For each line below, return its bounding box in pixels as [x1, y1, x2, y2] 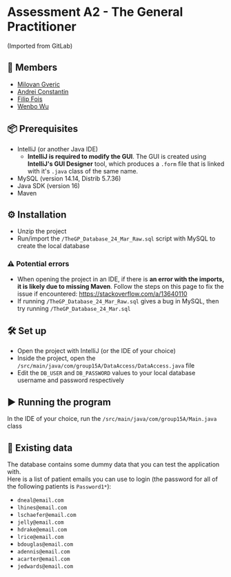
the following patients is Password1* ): [7, 482, 112, 491]
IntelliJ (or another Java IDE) [17, 144, 99, 153]
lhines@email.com [17, 504, 68, 511]
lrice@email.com [17, 533, 64, 541]
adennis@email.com [17, 549, 70, 556]
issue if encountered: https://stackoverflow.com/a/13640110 [17, 290, 188, 298]
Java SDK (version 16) [17, 181, 81, 190]
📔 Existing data [7, 442, 73, 453]
